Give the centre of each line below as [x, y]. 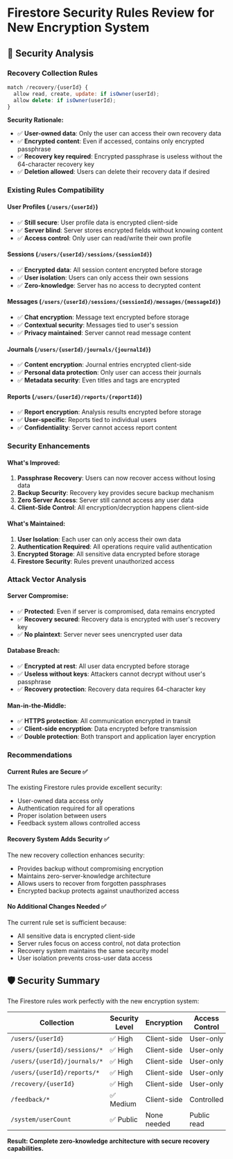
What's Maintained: [36, 524]
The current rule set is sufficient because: [67, 922]
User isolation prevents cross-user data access [85, 958]
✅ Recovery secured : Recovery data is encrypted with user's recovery [119, 619]
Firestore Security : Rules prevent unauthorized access [96, 561]
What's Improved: [34, 462]
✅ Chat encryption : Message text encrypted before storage [103, 317]
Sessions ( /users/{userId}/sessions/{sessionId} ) [80, 254]
